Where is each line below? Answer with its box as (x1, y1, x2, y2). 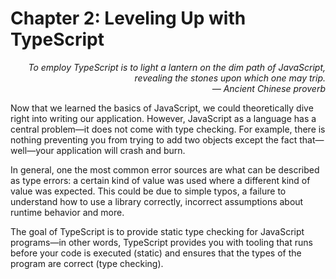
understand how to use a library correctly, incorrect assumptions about (10, 195, 304, 207)
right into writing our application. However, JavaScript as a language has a (10, 112, 317, 124)
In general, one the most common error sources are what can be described (10, 163, 320, 176)
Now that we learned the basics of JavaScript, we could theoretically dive (10, 102, 314, 114)
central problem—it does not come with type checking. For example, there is (10, 123, 326, 135)
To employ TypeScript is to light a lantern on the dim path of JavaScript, (28, 61, 326, 73)
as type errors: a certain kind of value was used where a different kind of (10, 174, 311, 186)
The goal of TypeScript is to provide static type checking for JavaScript (10, 225, 305, 237)
